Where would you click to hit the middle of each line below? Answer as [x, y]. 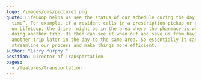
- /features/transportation [47, 68]
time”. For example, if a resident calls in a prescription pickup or [102, 23]
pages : [14, 62]
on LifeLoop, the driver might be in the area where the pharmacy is [100, 29]
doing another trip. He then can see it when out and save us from [98, 34]
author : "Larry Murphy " [37, 51]
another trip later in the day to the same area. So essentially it [99, 40]
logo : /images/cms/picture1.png [47, 12]
